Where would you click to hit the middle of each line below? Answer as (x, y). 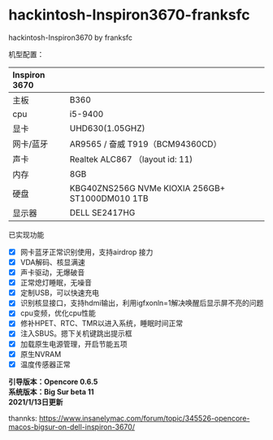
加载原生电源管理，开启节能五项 (74, 344)
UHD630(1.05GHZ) (107, 128)
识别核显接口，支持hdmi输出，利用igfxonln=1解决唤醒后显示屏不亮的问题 (142, 303)
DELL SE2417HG (102, 212)
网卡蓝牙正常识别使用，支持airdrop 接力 (87, 252)
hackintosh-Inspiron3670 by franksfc (70, 37)
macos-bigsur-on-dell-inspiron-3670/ (72, 427)
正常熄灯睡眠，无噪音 (56, 283)
